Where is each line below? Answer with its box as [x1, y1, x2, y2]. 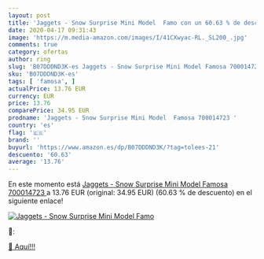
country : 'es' [8, 121, 55, 129]
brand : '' [8, 135, 41, 144]
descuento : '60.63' [8, 150, 72, 158]
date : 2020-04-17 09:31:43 [8, 26, 97, 34]
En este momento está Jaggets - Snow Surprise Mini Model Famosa [8, 179, 229, 189]
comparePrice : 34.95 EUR [8, 107, 90, 115]
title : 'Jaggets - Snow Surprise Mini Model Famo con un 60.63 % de [8, 19, 241, 27]
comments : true [8, 41, 58, 49]
